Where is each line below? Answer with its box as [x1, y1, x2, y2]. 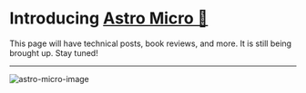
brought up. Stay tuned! [9, 47, 98, 58]
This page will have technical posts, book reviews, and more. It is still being [9, 38, 292, 49]
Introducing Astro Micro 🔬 [9, 8, 209, 29]
